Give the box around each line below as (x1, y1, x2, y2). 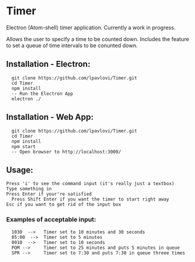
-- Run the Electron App (11, 91, 73, 97)
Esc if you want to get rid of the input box (6, 202, 121, 208)
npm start (11, 143, 36, 150)
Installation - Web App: (6, 112, 94, 122)
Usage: (6, 165, 34, 175)
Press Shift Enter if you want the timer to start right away (11, 196, 169, 202)
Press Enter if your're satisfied (6, 191, 92, 198)
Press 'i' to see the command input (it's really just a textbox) (6, 181, 175, 187)
